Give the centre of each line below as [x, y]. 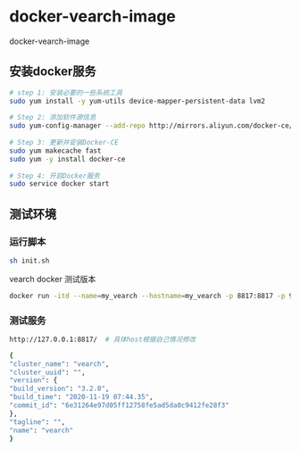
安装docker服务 [53, 72]
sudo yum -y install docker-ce [67, 159]
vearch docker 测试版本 [53, 279]
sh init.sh [29, 261]
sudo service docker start [59, 184]
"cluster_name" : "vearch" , [59, 363]
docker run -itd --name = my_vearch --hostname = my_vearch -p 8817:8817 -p [147, 296]
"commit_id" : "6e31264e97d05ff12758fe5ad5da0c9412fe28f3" [119, 405]
